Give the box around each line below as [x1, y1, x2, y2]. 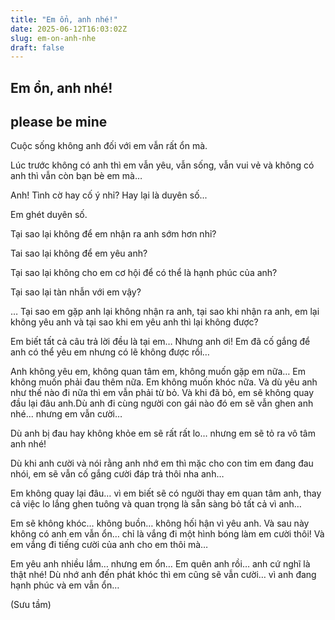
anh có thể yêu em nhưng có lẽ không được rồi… [10, 346, 210, 358]
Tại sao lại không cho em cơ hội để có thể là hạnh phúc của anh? [10, 267, 278, 279]
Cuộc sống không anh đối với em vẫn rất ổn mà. [10, 140, 208, 152]
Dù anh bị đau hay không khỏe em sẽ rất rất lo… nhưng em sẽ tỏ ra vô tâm [10, 427, 316, 440]
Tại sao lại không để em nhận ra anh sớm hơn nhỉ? [10, 228, 217, 240]
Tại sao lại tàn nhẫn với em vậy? [10, 286, 142, 298]
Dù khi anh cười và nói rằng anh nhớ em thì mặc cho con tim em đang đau [10, 457, 314, 470]
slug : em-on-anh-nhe [10, 33, 97, 43]
